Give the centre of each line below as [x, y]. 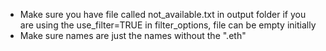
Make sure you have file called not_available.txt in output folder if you [163, 14]
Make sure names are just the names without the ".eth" [133, 35]
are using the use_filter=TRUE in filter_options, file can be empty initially [168, 25]
